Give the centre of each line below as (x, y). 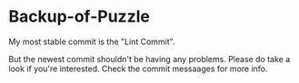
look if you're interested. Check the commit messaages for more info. (139, 69)
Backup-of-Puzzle (80, 17)
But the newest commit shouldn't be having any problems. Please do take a (149, 59)
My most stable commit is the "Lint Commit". (92, 41)
